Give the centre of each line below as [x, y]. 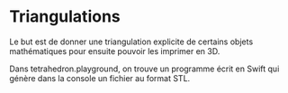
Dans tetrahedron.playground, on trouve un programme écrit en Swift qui [144, 69]
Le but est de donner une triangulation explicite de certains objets [131, 42]
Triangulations [65, 17]
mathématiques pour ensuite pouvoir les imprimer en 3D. [115, 51]
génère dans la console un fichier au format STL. [100, 78]
